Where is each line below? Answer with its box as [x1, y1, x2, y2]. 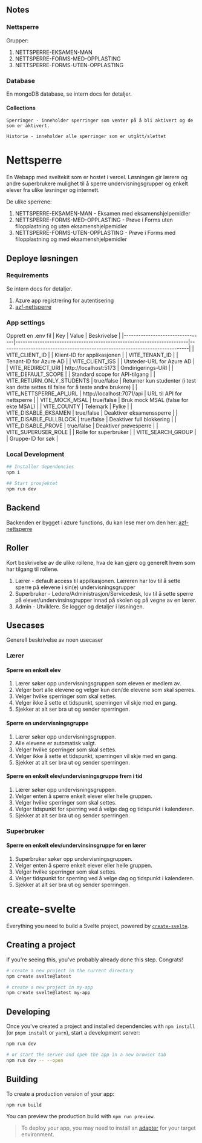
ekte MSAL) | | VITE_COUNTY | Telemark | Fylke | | [6, 403, 133, 410]
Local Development [6, 450, 65, 459]
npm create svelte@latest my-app [6, 990, 91, 996]
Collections [6, 104, 36, 111]
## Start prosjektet [6, 481, 59, 487]
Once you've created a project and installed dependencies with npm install [6, 1023, 195, 1030]
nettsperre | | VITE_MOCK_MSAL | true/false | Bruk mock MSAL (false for [6, 397, 189, 404]
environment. [21, 1131, 54, 1138]
